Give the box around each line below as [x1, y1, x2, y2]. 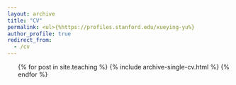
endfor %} [17, 70, 48, 79]
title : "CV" [7, 17, 43, 24]
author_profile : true [7, 30, 72, 38]
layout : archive [7, 10, 55, 18]
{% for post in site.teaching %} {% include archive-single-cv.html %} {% [17, 63, 230, 71]
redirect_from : [7, 37, 52, 44]
